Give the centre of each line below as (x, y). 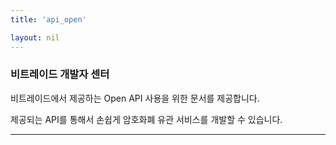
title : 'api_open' (48, 19)
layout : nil (35, 37)
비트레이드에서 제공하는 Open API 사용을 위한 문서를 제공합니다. (135, 98)
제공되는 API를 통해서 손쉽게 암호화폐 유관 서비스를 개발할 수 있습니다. (146, 119)
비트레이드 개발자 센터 (60, 74)
